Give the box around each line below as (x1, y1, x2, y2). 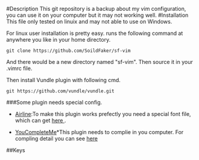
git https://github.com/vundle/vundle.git (6, 88, 115, 94)
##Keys (6, 147, 25, 153)
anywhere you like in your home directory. (6, 36, 111, 43)
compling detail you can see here (14, 135, 98, 142)
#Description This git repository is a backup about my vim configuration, (6, 5, 186, 12)
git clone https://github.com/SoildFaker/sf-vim (6, 48, 131, 54)
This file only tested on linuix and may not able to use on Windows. (6, 18, 172, 25)
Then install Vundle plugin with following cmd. (6, 77, 121, 83)
